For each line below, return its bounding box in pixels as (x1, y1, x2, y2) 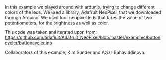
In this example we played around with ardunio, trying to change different (5, 4, 155, 10)
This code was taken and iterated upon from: (5, 30, 97, 35)
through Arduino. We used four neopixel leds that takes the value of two (5, 15, 152, 20)
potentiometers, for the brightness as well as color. (5, 20, 109, 26)
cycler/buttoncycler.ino (5, 40, 52, 46)
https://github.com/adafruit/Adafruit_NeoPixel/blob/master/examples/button (5, 34, 161, 40)
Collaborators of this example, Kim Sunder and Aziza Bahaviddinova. (5, 49, 146, 55)
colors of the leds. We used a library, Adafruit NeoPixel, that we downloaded (5, 9, 161, 15)
